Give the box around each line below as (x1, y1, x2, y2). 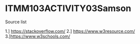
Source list (5, 19, 27, 25)
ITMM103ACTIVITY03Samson (5, 3, 132, 14)
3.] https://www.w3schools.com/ (5, 33, 70, 39)
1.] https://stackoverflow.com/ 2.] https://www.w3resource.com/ (5, 28, 135, 34)
